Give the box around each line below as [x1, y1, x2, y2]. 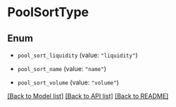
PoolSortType [7, 4, 89, 20]
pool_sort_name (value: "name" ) [17, 65, 107, 73]
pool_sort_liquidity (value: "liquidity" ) [17, 51, 139, 59]
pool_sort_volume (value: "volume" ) [17, 78, 120, 87]
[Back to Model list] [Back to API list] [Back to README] [7, 92, 169, 100]
